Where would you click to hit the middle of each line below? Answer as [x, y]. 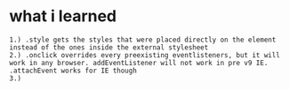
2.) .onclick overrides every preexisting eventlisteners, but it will [144, 55]
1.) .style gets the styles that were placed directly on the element [143, 40]
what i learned [63, 16]
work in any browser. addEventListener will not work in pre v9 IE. [139, 63]
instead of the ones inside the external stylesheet [109, 47]
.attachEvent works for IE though [73, 71]
